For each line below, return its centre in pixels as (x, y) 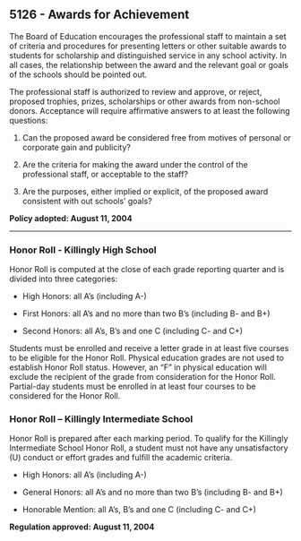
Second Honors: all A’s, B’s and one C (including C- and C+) (133, 331)
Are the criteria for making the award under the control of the (135, 164)
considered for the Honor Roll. (65, 396)
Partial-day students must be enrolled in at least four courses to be (133, 386)
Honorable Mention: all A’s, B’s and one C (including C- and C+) (139, 510)
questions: (29, 120)
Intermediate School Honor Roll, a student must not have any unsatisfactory (149, 448)
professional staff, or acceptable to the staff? (105, 174)
